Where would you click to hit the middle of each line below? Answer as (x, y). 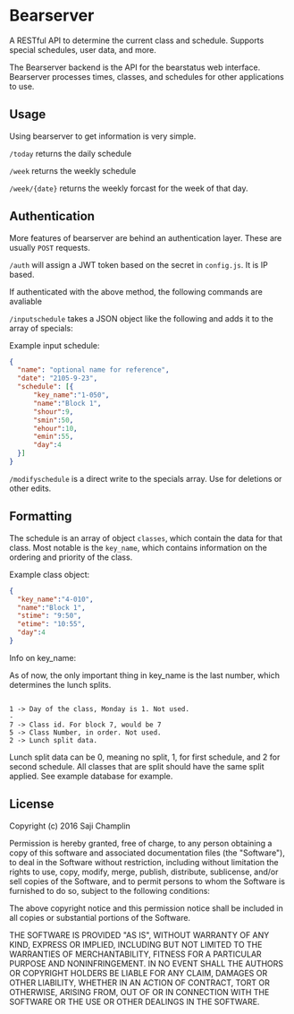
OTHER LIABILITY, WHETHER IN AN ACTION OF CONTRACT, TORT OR (139, 983)
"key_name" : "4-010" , (55, 599)
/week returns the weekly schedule (73, 170)
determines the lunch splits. (60, 684)
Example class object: (50, 574)
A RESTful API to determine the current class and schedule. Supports (137, 40)
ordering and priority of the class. (71, 557)
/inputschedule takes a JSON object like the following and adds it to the (142, 318)
